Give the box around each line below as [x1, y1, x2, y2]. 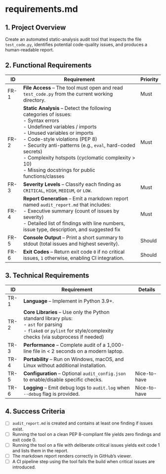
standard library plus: [23, 315, 73, 321]
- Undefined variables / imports [23, 123, 97, 130]
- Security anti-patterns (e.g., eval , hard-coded [23, 142, 136, 149]
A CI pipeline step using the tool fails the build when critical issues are [12, 458, 155, 464]
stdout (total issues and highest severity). [23, 240, 120, 247]
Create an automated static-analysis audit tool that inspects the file [5, 36, 142, 42]
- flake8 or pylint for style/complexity [23, 327, 114, 334]
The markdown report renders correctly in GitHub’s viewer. [12, 453, 132, 459]
